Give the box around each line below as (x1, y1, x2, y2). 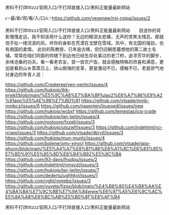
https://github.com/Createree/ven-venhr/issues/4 (5, 82, 108, 87)
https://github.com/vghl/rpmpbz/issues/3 (5, 178, 91, 184)
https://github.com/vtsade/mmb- (81, 98, 149, 103)
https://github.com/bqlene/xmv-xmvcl (5, 140, 84, 146)
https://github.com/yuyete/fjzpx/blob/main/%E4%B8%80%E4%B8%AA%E (5, 183, 162, 189)
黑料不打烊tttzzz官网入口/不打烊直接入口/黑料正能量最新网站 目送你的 (5, 27, 157, 33)
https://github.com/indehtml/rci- (96, 124, 163, 130)
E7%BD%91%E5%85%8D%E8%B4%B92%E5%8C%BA (5, 151, 122, 157)
